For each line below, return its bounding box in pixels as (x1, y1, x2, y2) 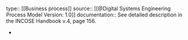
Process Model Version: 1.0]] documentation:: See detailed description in (6, 11, 183, 18)
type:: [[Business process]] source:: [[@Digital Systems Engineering (6, 5, 171, 12)
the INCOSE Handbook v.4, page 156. (6, 18, 96, 24)
